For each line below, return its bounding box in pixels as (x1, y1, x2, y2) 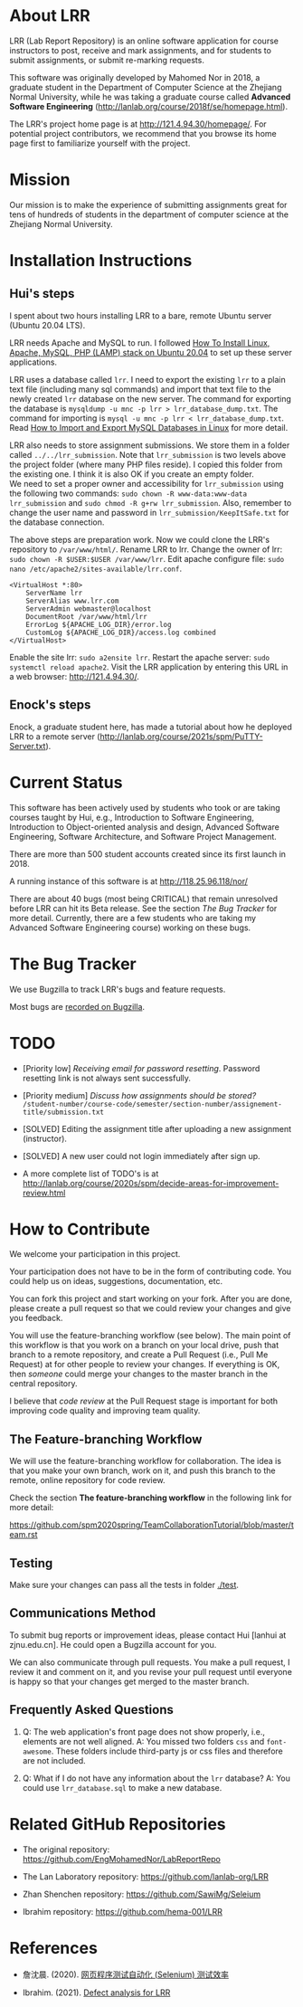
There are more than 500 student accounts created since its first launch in (9, 848, 287, 860)
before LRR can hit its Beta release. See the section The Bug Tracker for (9, 902, 278, 914)
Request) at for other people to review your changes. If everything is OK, (9, 1359, 280, 1370)
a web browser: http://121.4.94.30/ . (9, 671, 140, 681)
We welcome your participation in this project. (9, 1249, 181, 1260)
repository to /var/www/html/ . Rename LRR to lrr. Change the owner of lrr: (9, 544, 283, 555)
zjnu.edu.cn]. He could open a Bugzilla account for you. (9, 1639, 217, 1650)
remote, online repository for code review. (9, 1475, 166, 1486)
